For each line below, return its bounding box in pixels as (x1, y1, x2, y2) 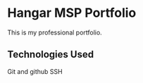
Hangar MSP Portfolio (7, 5, 137, 21)
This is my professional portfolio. (7, 28, 102, 37)
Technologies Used (7, 49, 94, 60)
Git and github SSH (7, 67, 63, 75)
